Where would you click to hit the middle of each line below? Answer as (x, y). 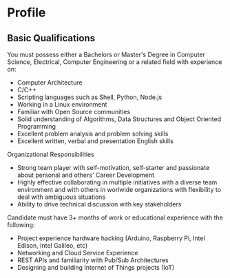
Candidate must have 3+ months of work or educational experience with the (115, 217)
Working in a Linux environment (62, 104)
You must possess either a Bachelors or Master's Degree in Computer (106, 54)
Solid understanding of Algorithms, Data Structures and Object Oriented (119, 119)
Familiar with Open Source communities (74, 112)
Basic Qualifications (51, 38)
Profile (27, 13)
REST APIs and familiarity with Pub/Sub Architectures (93, 260)
